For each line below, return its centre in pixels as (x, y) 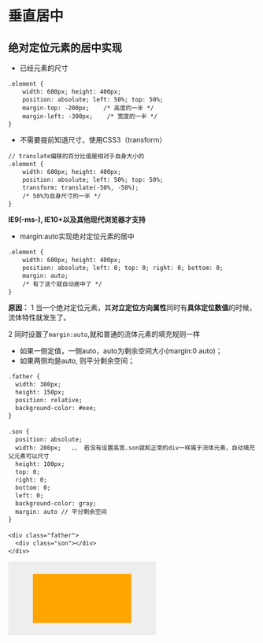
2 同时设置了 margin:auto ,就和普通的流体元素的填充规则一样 (104, 334)
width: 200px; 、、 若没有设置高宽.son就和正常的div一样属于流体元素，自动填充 (135, 448)
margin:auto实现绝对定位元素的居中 (77, 236)
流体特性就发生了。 (39, 317)
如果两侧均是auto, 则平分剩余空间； (77, 360)
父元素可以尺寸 (29, 456)
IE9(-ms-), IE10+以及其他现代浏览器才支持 (77, 220)
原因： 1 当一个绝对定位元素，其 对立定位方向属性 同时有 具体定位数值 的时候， (132, 307)
